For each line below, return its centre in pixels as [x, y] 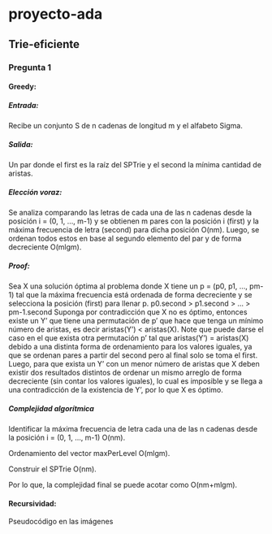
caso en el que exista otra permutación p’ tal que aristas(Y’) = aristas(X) [129, 337]
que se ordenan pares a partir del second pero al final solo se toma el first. [133, 355]
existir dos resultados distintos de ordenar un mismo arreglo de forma [125, 372]
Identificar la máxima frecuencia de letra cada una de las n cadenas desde [133, 428]
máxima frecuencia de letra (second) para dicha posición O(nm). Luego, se [134, 230]
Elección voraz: [35, 192]
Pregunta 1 [30, 67]
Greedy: [22, 87]
